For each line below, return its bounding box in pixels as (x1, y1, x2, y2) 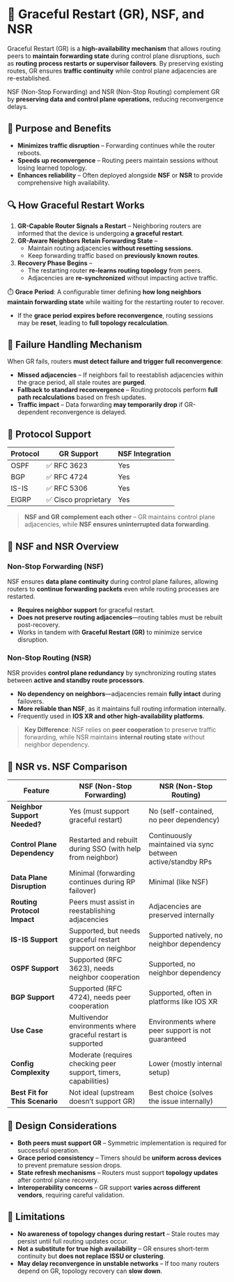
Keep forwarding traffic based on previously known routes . (27, 251, 200, 259)
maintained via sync (148, 839, 214, 849)
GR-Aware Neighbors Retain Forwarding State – (17, 236, 158, 245)
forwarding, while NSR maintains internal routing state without (24, 733, 205, 742)
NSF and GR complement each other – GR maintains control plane (24, 513, 216, 521)
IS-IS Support (10, 935, 58, 944)
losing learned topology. (17, 164, 87, 172)
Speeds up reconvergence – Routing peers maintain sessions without (17, 156, 218, 164)
